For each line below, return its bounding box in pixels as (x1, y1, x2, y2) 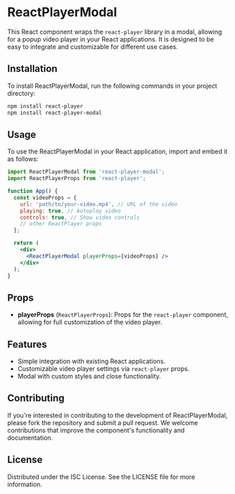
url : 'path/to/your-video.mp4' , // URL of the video (20, 201, 178, 208)
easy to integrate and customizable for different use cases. (7, 42, 178, 51)
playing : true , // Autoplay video (20, 207, 121, 215)
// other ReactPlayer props (20, 220, 102, 227)
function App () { (7, 188, 58, 195)
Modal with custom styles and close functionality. (17, 372, 162, 381)
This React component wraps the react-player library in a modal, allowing (7, 27, 222, 36)
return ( (13, 240, 39, 247)
